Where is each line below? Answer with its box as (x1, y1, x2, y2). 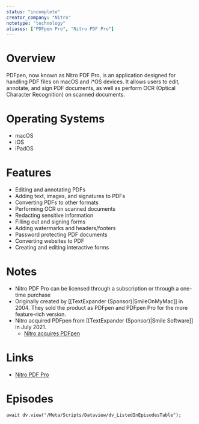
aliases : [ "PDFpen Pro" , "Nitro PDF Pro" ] (6, 25, 114, 32)
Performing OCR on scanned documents (14, 205, 116, 213)
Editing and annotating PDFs (14, 186, 86, 193)
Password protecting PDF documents (14, 231, 108, 239)
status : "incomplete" (6, 8, 61, 15)
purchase (27, 291, 51, 298)
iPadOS (14, 145, 34, 152)
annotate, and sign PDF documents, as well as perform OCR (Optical (6, 85, 176, 92)
